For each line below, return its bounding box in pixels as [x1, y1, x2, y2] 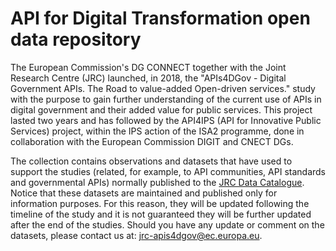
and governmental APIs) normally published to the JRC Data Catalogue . [10, 176, 305, 188]
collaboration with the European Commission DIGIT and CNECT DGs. [10, 135, 294, 147]
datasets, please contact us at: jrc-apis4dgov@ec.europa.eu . [10, 229, 263, 241]
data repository [10, 28, 142, 51]
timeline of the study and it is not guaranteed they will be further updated [10, 208, 312, 220]
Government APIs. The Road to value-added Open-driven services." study [10, 82, 316, 94]
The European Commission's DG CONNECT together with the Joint [10, 61, 287, 73]
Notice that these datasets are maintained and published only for [10, 187, 278, 199]
